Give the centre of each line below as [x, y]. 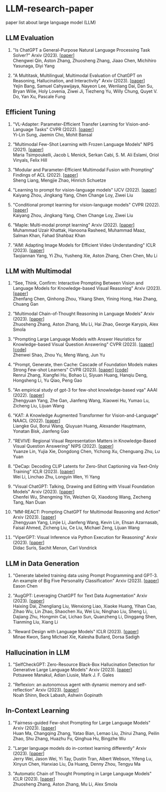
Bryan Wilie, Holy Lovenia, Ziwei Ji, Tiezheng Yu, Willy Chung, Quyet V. [85, 91]
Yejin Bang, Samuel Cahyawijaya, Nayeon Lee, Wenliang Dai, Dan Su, [83, 86]
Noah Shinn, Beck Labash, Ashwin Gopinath [58, 695]
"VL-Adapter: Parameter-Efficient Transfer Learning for [69, 124]
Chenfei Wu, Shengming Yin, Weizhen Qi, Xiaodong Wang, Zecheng [82, 497]
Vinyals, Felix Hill [30, 160]
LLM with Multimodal [39, 271]
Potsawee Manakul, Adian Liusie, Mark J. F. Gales [63, 675]
